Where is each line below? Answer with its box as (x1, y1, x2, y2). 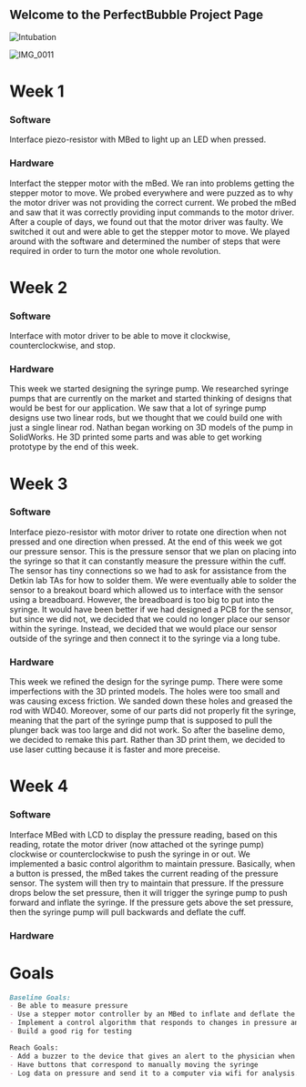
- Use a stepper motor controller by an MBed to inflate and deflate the (9, 1010, 296, 1019)
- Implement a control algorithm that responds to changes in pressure (9, 1019, 287, 1028)
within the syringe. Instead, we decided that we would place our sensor (9, 623, 278, 634)
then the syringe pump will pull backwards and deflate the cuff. (9, 906, 247, 918)
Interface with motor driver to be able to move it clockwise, (9, 330, 230, 341)
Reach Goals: (9, 1042, 59, 1052)
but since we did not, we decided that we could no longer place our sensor (9, 614, 291, 625)
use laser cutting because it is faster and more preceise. (9, 744, 220, 755)
